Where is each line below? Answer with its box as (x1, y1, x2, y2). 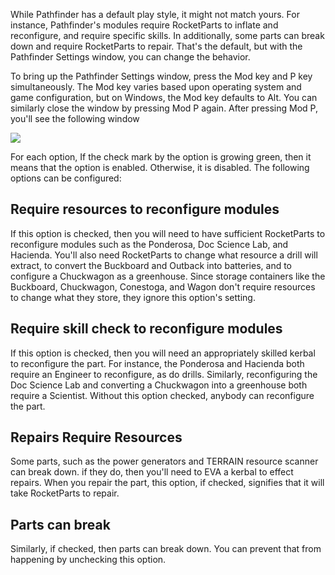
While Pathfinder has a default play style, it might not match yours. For (10, 9, 300, 20)
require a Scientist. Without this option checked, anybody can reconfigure (10, 389, 315, 401)
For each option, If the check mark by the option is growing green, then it (10, 151, 312, 163)
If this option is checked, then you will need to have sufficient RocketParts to (10, 227, 326, 239)
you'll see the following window (10, 113, 140, 124)
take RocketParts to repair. (10, 487, 120, 499)
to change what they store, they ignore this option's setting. (10, 291, 256, 303)
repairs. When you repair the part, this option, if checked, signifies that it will (10, 477, 325, 489)
